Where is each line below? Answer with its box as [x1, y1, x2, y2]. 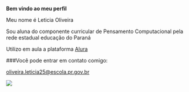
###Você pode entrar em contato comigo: [6, 57, 108, 64]
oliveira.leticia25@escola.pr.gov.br [6, 68, 90, 75]
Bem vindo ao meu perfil [6, 5, 67, 12]
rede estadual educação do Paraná [6, 34, 91, 41]
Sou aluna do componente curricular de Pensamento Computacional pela [6, 28, 184, 35]
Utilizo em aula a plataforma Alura [6, 45, 88, 52]
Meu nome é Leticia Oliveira [6, 17, 74, 23]
